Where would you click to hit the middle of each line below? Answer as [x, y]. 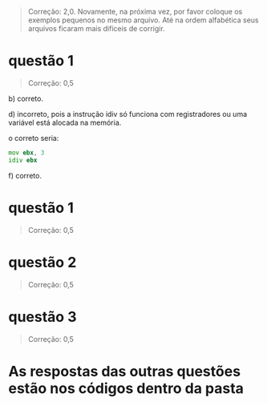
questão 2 [42, 262]
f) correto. [25, 175]
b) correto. [26, 98]
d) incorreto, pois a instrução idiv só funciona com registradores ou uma [128, 114]
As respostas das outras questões [125, 371]
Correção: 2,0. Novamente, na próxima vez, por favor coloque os [135, 12]
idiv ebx [23, 160]
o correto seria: [34, 138]
